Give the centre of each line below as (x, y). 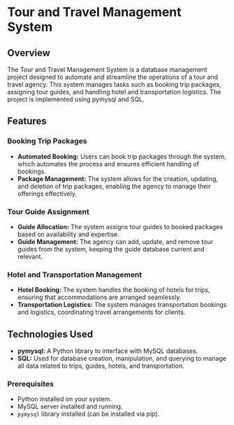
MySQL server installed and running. (70, 407)
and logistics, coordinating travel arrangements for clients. (101, 312)
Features (27, 121)
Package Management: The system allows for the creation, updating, (118, 178)
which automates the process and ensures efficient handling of (108, 164)
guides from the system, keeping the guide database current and (111, 249)
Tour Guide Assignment (48, 212)
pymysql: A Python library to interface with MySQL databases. (108, 351)
